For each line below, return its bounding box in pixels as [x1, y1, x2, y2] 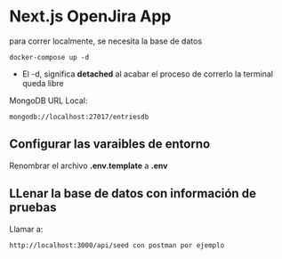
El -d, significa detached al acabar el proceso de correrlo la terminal [21, 69, 274, 79]
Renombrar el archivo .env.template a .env [9, 160, 168, 171]
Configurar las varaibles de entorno [9, 136, 211, 152]
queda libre [21, 77, 64, 88]
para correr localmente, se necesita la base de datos [9, 36, 203, 46]
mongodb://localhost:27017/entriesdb [9, 112, 149, 121]
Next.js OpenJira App [9, 6, 172, 27]
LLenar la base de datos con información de [9, 186, 256, 201]
